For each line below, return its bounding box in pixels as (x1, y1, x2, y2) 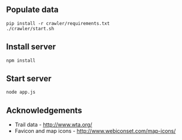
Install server (6, 42, 56, 52)
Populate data (6, 5, 59, 15)
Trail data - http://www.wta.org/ (14, 121, 92, 128)
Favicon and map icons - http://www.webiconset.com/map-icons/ (14, 128, 176, 135)
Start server (6, 74, 52, 84)
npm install (6, 58, 36, 63)
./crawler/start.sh (6, 26, 55, 31)
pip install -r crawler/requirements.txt (6, 20, 110, 26)
